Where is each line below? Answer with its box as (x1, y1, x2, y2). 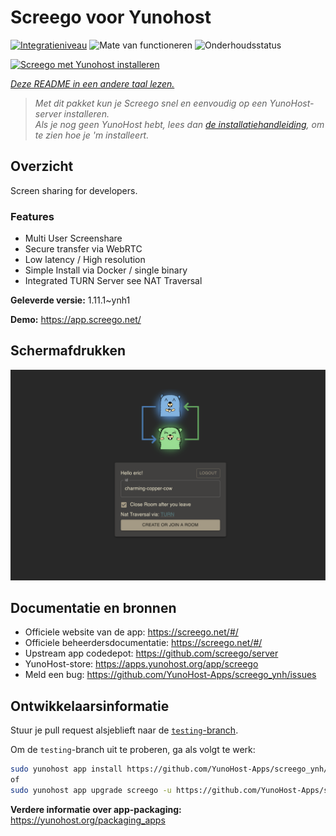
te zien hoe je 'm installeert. (34, 129, 150, 141)
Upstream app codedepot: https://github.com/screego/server (24, 647, 279, 660)
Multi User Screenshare (24, 232, 123, 245)
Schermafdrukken (10, 342, 126, 360)
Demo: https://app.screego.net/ (10, 314, 142, 326)
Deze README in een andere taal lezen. (10, 77, 175, 90)
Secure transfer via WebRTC (24, 243, 143, 255)
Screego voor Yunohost (10, 6, 212, 29)
